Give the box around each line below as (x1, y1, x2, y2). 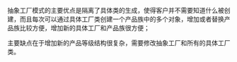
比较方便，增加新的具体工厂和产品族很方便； (19, 24, 150, 32)
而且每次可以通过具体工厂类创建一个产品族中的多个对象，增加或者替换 (19, 15, 224, 23)
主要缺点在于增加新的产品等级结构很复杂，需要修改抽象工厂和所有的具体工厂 (7, 39, 231, 47)
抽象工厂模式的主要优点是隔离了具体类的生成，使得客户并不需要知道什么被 (7, 6, 224, 14)
